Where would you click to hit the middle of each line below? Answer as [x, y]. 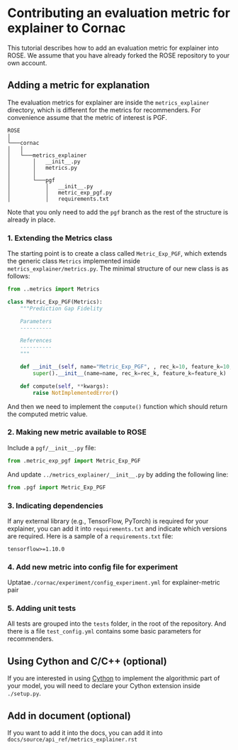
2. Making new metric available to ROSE [77, 433]
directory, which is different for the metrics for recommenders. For [104, 110]
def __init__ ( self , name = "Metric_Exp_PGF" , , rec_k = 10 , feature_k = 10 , [126, 367]
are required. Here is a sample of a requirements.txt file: [90, 536]
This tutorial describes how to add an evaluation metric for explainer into [113, 48]
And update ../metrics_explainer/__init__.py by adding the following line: [118, 474]
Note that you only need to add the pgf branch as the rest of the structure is [118, 212]
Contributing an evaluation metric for [119, 13]
